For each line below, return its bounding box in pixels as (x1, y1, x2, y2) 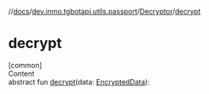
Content (8, 69, 35, 78)
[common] (8, 60, 42, 70)
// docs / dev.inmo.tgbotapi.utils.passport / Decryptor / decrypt (8, 7, 201, 16)
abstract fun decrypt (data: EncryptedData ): (8, 77, 150, 86)
